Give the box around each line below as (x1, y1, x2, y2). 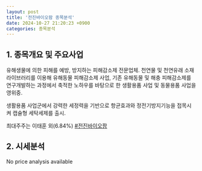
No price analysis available (6, 158, 73, 165)
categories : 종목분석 (6, 25, 55, 32)
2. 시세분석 (6, 141, 45, 152)
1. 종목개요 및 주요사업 (6, 49, 84, 60)
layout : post (6, 8, 39, 15)
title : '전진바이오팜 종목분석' (6, 14, 75, 20)
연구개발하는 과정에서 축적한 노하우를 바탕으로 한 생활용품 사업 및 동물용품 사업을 (6, 82, 197, 89)
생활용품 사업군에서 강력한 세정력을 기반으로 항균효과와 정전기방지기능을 (6, 102, 176, 109)
